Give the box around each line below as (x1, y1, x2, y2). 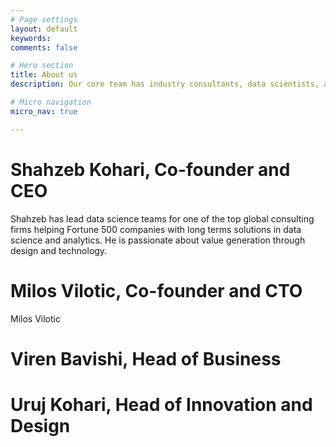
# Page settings (10, 14, 78, 25)
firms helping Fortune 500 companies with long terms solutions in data (10, 223, 302, 235)
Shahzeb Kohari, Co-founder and (10, 158, 291, 181)
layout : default (10, 24, 78, 34)
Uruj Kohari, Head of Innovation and (10, 393, 313, 416)
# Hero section (10, 61, 74, 71)
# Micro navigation (10, 97, 92, 107)
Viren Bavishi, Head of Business (10, 347, 282, 370)
